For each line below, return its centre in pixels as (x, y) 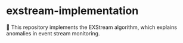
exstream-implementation (72, 11)
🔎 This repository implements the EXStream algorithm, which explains (92, 27)
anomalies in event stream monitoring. (53, 33)
